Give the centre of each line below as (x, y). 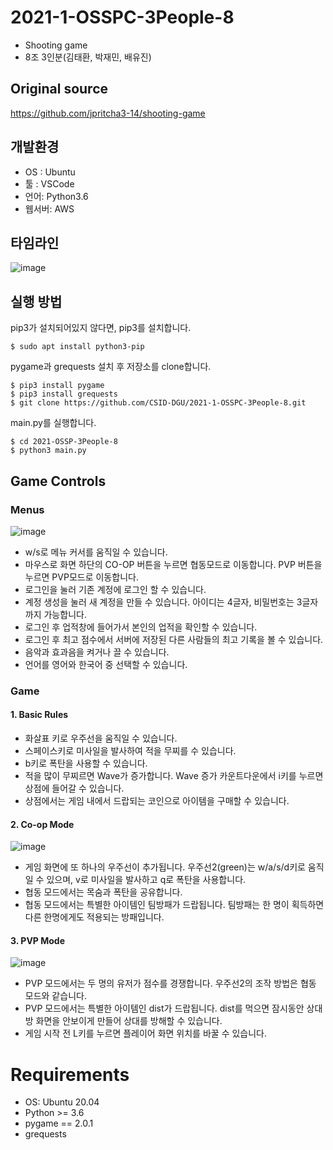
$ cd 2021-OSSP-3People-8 (64, 442)
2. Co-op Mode (42, 824)
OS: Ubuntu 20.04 (62, 1102)
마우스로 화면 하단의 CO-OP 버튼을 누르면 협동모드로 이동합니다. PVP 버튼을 (173, 564)
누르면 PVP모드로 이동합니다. (81, 577)
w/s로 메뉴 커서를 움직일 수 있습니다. (96, 552)
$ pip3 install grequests (64, 394)
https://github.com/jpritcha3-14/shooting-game (108, 113)
